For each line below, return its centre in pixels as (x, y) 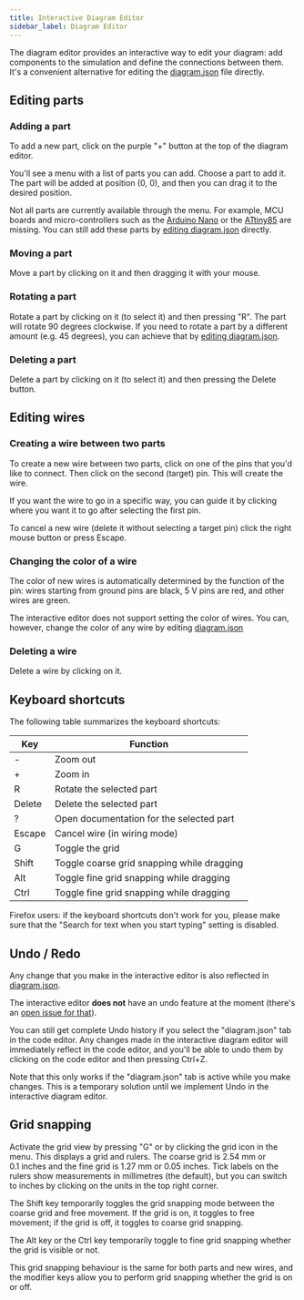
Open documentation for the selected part (144, 819)
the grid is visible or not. (55, 1250)
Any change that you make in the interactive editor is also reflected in (139, 975)
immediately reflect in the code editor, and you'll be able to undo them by (147, 1049)
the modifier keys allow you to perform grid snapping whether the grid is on (151, 1277)
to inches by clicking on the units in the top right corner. (114, 1185)
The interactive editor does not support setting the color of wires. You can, (149, 618)
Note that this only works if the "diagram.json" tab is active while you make (150, 1077)
